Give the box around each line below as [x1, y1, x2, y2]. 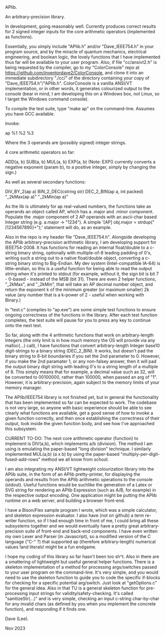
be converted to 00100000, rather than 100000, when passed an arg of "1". [5, 374, 158, 380]
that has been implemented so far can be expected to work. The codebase [5, 399, 157, 405]
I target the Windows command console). [5, 96, 89, 102]
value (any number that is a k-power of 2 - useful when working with [5, 292, 144, 297]
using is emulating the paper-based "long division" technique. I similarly [5, 446, 151, 452]
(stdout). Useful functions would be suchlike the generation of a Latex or [5, 482, 153, 488]
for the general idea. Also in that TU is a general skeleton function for [5, 585, 145, 591]
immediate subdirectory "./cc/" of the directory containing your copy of [5, 75, 150, 81]
